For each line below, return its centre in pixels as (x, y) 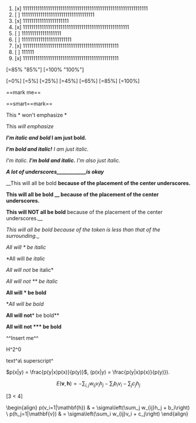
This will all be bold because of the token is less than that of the (83, 230)
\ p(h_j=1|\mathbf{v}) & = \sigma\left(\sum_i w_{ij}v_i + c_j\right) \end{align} (97, 414)
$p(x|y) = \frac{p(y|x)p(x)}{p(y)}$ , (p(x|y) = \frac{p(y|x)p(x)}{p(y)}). (88, 372)
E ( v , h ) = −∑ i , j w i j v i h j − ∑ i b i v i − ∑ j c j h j (98, 384)
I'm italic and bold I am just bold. (46, 138)
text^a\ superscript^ (30, 361)
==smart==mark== (29, 104)
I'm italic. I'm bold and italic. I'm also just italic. (63, 160)
